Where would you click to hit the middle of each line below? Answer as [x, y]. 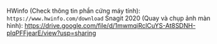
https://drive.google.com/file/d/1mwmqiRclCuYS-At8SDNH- [110, 25]
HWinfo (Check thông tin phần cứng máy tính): [74, 11]
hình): [15, 25]
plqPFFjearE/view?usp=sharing [51, 33]
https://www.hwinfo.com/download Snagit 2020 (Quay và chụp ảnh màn [108, 18]
